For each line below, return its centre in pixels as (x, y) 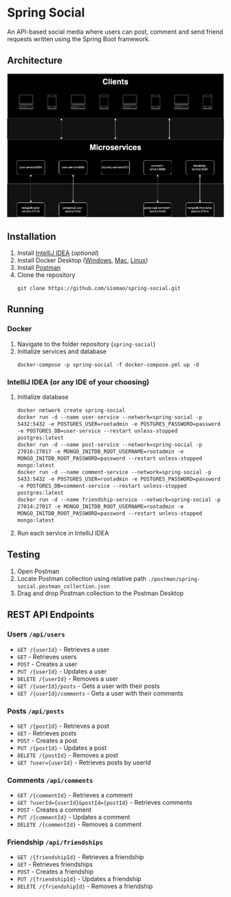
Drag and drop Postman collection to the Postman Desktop (100, 593)
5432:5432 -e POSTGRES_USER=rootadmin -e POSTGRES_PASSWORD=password (119, 424)
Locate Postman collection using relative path (81, 578)
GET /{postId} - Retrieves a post (63, 726)
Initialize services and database (62, 351)
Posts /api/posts (36, 711)
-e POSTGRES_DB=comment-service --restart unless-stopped (102, 486)
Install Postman (39, 268)
